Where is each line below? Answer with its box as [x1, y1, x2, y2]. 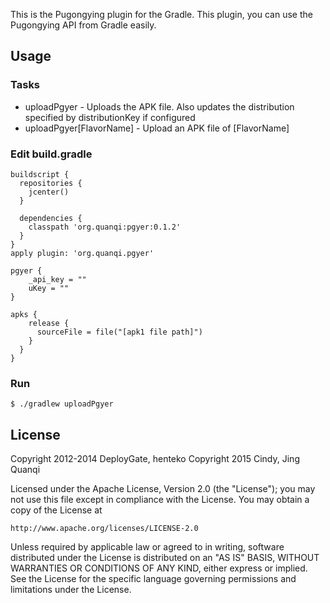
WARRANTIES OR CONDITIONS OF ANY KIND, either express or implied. [10, 562, 308, 574]
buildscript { [10, 169, 70, 179]
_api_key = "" [28, 274, 87, 284]
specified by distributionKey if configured [24, 111, 196, 123]
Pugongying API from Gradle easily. [10, 19, 157, 31]
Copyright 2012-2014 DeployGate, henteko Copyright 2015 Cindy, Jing [10, 453, 300, 465]
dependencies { [19, 213, 83, 223]
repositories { [19, 178, 83, 188]
